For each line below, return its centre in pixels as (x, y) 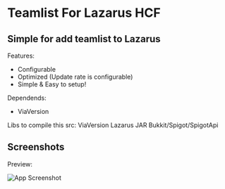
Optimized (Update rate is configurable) (75, 77)
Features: (21, 56)
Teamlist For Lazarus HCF (84, 13)
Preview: (20, 164)
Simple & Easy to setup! (52, 84)
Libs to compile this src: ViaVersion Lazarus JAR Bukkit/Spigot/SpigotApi (113, 125)
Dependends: (27, 98)
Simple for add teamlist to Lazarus (84, 39)
